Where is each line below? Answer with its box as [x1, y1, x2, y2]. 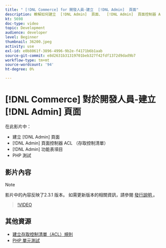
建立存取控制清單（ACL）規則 [12, 231, 73, 237]
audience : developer [5, 30, 48, 35]
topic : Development [5, 26, 45, 31]
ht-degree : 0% [5, 67, 35, 72]
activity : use [5, 44, 35, 49]
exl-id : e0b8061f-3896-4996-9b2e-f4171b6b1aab [5, 48, 103, 53]
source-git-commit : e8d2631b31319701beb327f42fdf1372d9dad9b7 [5, 53, 136, 58]
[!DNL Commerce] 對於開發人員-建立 [5, 94, 156, 105]
